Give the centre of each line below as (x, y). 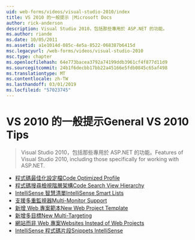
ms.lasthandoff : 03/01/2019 (41, 85)
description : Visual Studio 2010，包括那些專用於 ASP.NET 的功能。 (87, 29)
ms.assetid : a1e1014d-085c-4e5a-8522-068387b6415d (71, 46)
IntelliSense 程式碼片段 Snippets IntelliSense (69, 230)
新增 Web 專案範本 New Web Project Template (71, 208)
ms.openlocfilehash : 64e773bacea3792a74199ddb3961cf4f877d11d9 (87, 62)
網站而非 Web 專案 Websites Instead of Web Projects (79, 223)
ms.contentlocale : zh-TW (37, 79)
